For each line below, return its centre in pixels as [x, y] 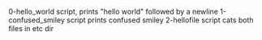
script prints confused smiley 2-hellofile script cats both [160, 20]
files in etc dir [31, 28]
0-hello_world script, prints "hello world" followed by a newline [114, 12]
